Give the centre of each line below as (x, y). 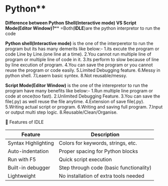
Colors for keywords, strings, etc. (98, 143)
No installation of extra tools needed (101, 176)
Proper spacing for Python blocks (98, 151)
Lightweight (22, 176)
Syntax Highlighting (31, 143)
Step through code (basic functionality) (105, 167)
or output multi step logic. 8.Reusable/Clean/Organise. (62, 112)
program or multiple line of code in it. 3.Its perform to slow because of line (82, 59)
